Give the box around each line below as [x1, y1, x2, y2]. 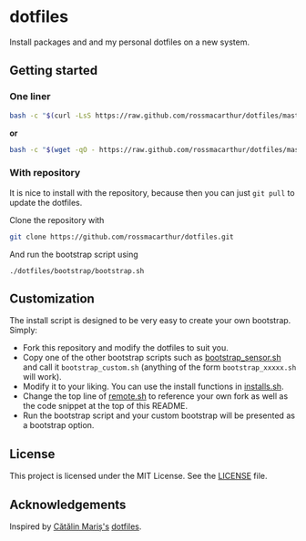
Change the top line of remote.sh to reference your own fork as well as [22, 391, 289, 402]
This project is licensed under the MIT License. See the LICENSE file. [9, 471, 268, 482]
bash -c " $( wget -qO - [9, 145, 96, 154]
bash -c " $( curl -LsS [9, 111, 92, 120]
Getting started [9, 63, 98, 78]
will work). [22, 372, 62, 383]
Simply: [9, 325, 38, 336]
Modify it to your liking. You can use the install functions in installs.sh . [22, 381, 284, 393]
